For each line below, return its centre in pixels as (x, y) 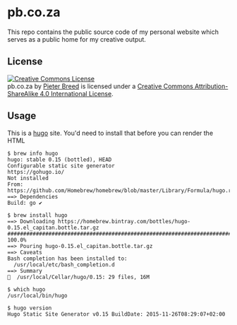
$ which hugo (26, 289)
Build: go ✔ (25, 203)
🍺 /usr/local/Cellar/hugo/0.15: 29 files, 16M (79, 277)
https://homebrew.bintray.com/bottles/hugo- (124, 221)
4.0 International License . (77, 93)
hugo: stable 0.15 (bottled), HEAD (60, 160)
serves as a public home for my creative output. (77, 39)
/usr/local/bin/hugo (38, 295)
